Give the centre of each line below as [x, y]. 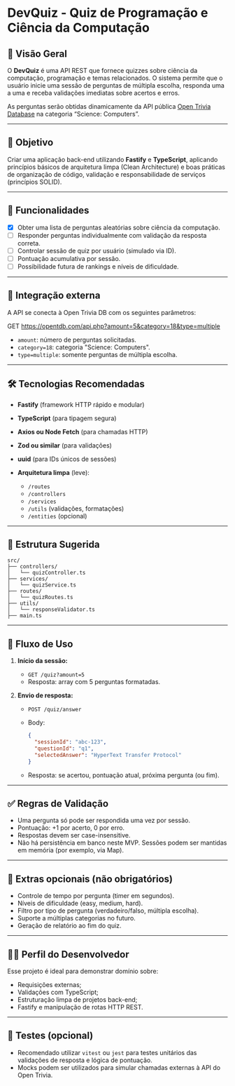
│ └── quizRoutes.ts [40, 598]
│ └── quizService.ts [42, 585]
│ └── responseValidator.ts [51, 610]
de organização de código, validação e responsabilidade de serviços [107, 174]
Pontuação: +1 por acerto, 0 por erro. [71, 828]
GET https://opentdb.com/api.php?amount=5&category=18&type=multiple [114, 326]
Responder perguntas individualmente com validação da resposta [112, 235]
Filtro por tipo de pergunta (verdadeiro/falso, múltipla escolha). [108, 911]
